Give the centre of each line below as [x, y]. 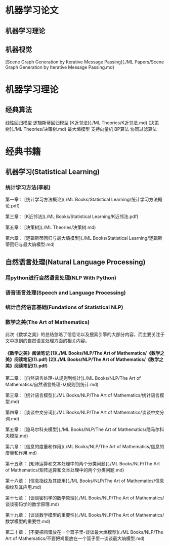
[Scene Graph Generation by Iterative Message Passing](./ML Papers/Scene [85, 62]
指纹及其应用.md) [23, 487]
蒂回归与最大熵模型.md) [30, 244]
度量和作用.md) [21, 453]
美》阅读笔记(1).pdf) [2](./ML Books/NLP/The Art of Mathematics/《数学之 [84, 359]
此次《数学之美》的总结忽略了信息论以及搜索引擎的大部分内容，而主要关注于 [85, 334]
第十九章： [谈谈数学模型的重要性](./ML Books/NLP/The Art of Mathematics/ [85, 515]
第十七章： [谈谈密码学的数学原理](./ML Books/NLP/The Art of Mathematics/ [85, 498]
